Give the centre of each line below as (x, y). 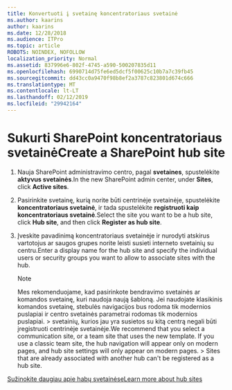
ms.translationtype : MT (42, 85)
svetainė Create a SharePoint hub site (116, 153)
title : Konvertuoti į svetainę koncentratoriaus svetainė (92, 14)
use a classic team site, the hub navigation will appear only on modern (117, 343)
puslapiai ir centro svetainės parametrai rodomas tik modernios (107, 314)
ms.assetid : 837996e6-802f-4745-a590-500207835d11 (82, 65)
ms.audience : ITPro (35, 39)
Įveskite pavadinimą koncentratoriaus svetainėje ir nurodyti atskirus (113, 236)
